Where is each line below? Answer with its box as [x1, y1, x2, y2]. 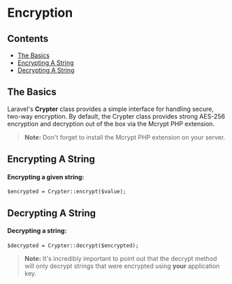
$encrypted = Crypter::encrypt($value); [7, 188, 127, 195]
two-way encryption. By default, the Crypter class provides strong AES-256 [7, 112, 226, 120]
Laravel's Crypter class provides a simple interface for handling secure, [7, 105, 215, 113]
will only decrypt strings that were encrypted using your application [24, 262, 220, 270]
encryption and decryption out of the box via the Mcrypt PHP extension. [7, 119, 215, 128]
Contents [7, 33, 49, 45]
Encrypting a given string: [7, 172, 85, 181]
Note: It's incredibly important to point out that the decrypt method [24, 255, 217, 262]
